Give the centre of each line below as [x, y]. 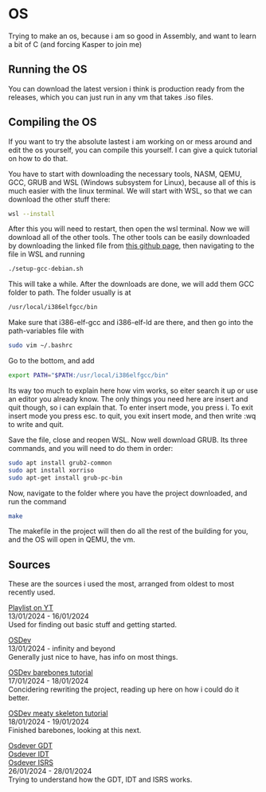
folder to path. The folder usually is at [70, 292]
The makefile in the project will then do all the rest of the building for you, [128, 531]
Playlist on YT [31, 608]
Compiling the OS [53, 122]
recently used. [32, 592]
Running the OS [48, 70]
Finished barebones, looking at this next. [75, 731]
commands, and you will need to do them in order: [91, 448]
